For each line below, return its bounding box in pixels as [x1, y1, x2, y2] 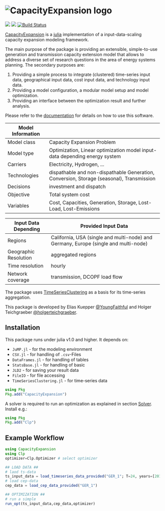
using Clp [5, 451, 26, 456]
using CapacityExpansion [5, 447, 56, 452]
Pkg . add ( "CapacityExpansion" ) [5, 392, 67, 397]
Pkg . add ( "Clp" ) [5, 420, 36, 425]
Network [7, 270, 28, 277]
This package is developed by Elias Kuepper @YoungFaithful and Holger [5, 304, 152, 310]
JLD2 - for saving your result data [12, 367, 79, 373]
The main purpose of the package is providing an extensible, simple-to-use [5, 46, 158, 52]
